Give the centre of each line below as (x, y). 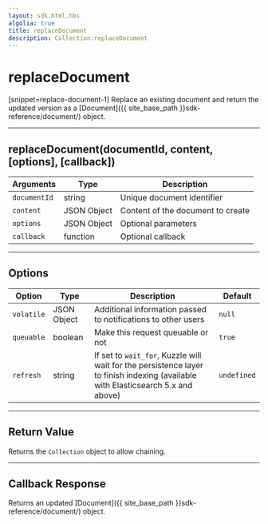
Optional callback (153, 236)
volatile (29, 314)
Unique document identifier (171, 198)
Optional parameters (159, 223)
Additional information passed (151, 309)
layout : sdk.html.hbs (44, 16)
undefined (237, 375)
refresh (27, 375)
